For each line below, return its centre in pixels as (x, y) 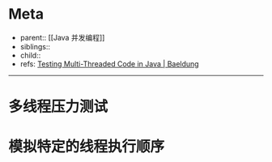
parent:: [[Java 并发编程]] (62, 37)
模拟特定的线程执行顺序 (87, 147)
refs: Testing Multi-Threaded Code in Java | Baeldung (110, 64)
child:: (30, 55)
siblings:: (35, 46)
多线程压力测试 (58, 107)
